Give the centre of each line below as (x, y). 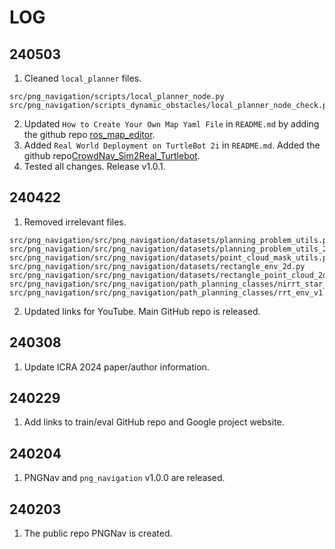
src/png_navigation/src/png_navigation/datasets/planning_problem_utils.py (170, 240)
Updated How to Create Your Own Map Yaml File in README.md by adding (171, 124)
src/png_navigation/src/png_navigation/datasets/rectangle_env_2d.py (157, 266)
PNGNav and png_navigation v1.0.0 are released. (124, 478)
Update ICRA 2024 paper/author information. (116, 367)
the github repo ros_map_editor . (89, 134)
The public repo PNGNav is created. (98, 533)
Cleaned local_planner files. (82, 78)
